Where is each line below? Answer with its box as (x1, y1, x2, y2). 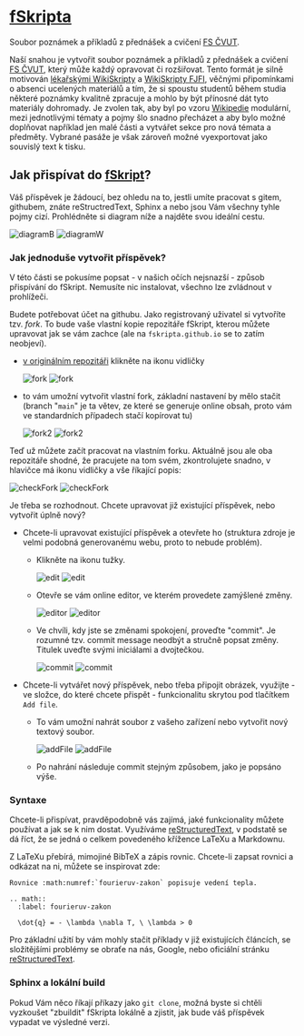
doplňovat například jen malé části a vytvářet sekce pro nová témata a (9, 121, 272, 133)
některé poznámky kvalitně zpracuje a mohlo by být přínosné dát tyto (9, 93, 270, 104)
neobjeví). (9, 338, 47, 349)
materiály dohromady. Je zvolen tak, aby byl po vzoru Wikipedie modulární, (9, 102, 291, 113)
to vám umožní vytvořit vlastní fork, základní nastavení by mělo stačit (22, 391, 281, 402)
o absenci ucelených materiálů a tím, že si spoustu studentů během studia (9, 83, 287, 94)
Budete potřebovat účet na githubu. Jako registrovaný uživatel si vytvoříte (9, 309, 286, 320)
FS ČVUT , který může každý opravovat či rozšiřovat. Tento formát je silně (9, 64, 284, 75)
